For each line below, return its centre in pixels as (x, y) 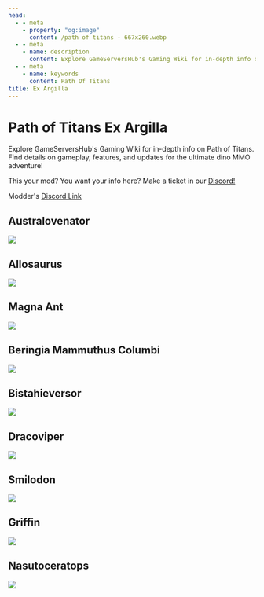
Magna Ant (36, 307)
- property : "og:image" (61, 30)
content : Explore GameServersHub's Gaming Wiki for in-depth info (140, 60)
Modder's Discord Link (45, 196)
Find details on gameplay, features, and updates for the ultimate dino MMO (129, 157)
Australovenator (49, 221)
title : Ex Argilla (38, 88)
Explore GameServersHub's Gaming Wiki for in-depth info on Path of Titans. (131, 149)
